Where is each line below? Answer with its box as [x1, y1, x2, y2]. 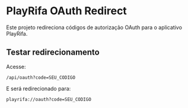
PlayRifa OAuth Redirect [6, 4, 128, 18]
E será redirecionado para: [6, 85, 71, 92]
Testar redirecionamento [6, 47, 100, 58]
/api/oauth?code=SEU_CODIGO [6, 74, 76, 81]
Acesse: [6, 63, 26, 70]
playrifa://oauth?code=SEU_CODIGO [6, 96, 92, 102]
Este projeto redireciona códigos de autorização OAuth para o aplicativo [6, 24, 183, 31]
